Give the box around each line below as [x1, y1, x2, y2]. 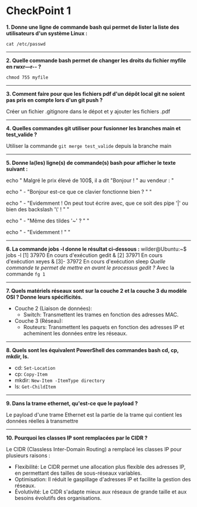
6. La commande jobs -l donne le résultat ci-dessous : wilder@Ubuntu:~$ [6, 245, 187, 252]
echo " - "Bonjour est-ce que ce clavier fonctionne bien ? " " [6, 188, 152, 195]
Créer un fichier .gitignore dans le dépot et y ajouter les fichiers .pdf [6, 107, 171, 115]
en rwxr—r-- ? [6, 63, 42, 70]
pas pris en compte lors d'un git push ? [6, 96, 103, 103]
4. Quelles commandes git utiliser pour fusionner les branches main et [6, 124, 181, 131]
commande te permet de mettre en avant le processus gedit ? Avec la [6, 264, 175, 271]
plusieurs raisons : [6, 452, 50, 459]
